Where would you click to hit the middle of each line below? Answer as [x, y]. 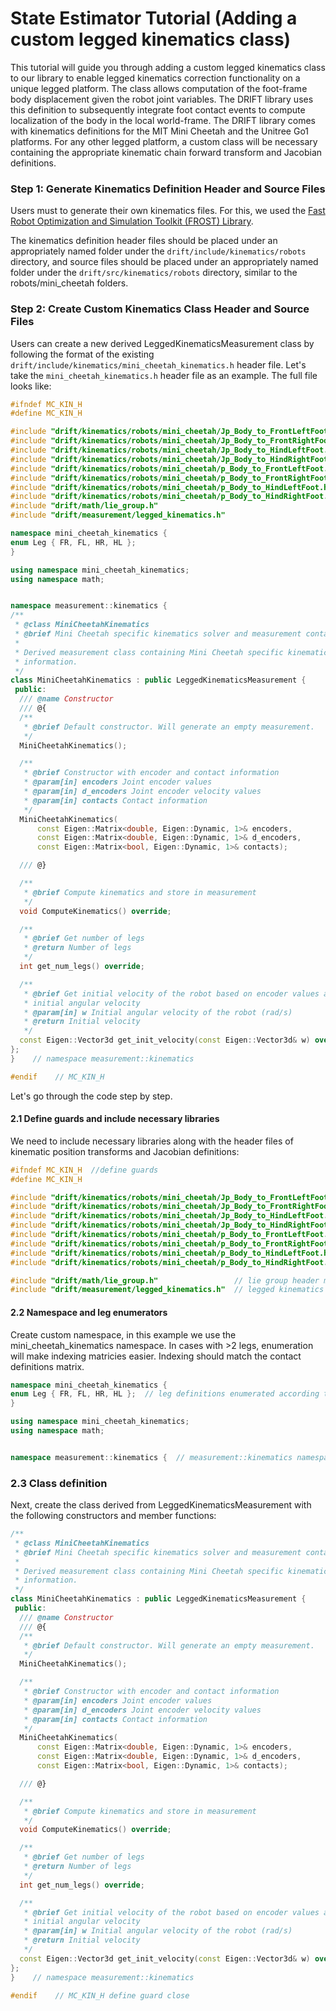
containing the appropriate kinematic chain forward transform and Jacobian [166, 152]
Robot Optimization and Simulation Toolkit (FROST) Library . [132, 221]
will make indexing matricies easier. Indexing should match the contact [156, 1356]
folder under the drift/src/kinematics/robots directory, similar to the [154, 273]
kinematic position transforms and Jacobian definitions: [125, 1151]
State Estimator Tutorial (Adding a [154, 18]
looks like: [31, 386]
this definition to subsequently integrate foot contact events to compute [158, 109]
